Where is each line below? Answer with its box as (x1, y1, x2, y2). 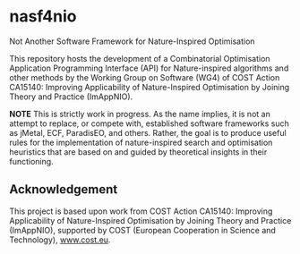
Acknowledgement (9, 182, 118, 198)
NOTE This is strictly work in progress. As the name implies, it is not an (9, 108, 270, 119)
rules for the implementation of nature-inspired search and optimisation (9, 137, 273, 148)
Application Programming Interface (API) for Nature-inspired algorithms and (9, 63, 289, 73)
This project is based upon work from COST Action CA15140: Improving (9, 206, 273, 216)
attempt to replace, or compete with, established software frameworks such (9, 118, 289, 129)
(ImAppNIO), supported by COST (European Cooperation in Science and (9, 224, 276, 235)
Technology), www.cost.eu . (9, 234, 111, 245)
